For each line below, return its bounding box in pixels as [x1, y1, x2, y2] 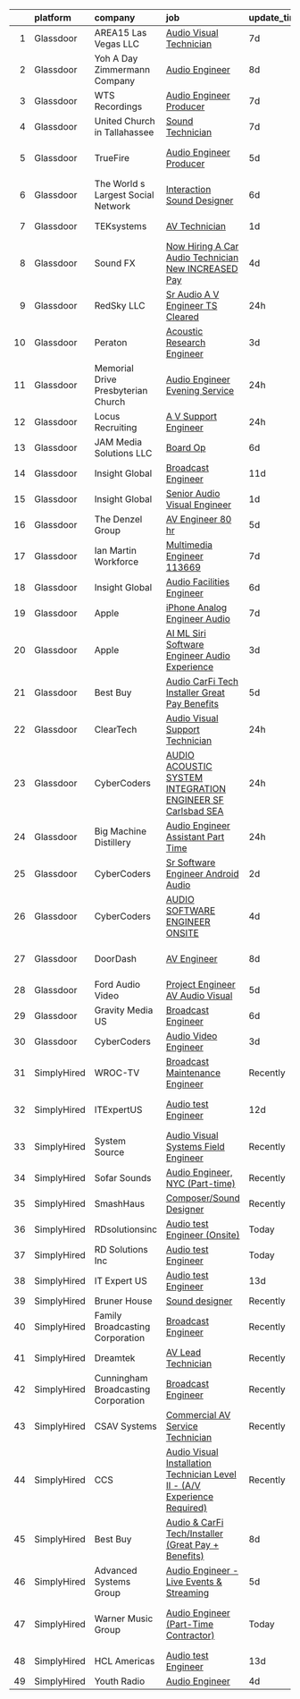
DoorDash [94, 953, 137, 964]
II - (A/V [165, 1480, 201, 1491]
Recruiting [94, 421, 137, 433]
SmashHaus [94, 1198, 146, 1210]
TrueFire [94, 152, 130, 164]
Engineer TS [165, 300, 218, 311]
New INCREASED [165, 263, 238, 275]
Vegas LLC [94, 38, 140, 50]
